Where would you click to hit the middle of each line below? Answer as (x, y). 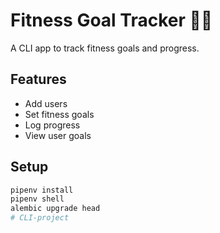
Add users (46, 103)
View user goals (58, 135)
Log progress (52, 125)
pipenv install (42, 190)
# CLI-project (40, 218)
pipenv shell (37, 199)
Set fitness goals (59, 114)
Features (38, 79)
